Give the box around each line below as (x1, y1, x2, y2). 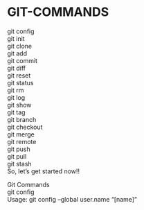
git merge (7, 130, 35, 139)
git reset (7, 71, 31, 80)
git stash (7, 159, 33, 168)
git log (7, 93, 26, 101)
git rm (7, 86, 24, 94)
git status (7, 78, 34, 87)
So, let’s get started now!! (7, 167, 80, 175)
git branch (7, 115, 37, 123)
